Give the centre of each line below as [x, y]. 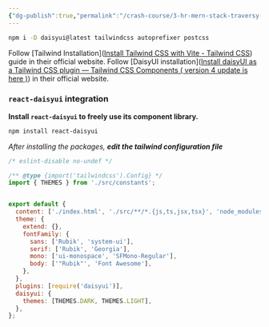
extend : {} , [42, 226]
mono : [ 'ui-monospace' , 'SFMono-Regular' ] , [103, 257]
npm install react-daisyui [53, 131]
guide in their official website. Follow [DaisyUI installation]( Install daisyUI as [133, 62]
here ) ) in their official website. [59, 78]
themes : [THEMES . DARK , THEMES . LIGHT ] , [87, 301]
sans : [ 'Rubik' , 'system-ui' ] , [82, 241]
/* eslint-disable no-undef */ [60, 161]
